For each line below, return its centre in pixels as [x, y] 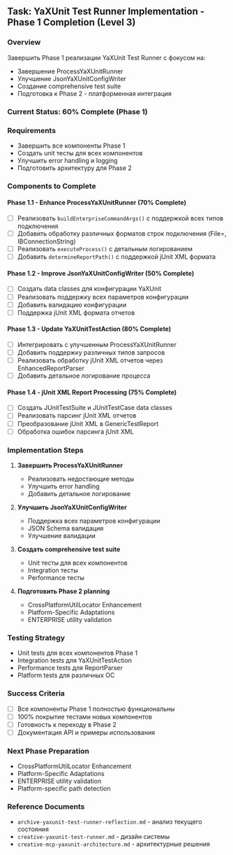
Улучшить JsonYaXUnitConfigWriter [72, 507]
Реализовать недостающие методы [81, 479]
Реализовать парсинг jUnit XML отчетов [77, 416]
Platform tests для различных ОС [66, 675]
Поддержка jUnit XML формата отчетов [76, 312]
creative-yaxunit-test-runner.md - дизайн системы [93, 837]
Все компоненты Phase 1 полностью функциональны [96, 709]
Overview [24, 43]
